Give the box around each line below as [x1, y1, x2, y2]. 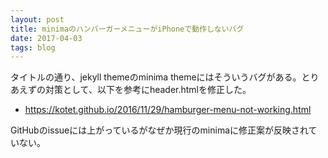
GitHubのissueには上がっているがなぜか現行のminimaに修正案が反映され [10, 124, 309, 136]
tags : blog [10, 42, 56, 53]
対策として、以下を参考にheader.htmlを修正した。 [44, 84, 252, 96]
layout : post [10, 14, 65, 25]
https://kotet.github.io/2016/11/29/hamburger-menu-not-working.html [24, 104, 312, 116]
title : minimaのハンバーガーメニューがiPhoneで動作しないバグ [10, 24, 245, 34]
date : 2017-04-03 [10, 33, 83, 43]
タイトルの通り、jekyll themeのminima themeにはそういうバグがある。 [10, 71, 302, 83]
